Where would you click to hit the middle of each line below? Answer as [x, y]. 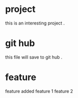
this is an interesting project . [35, 23]
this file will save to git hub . [34, 57]
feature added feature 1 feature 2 [39, 91]
